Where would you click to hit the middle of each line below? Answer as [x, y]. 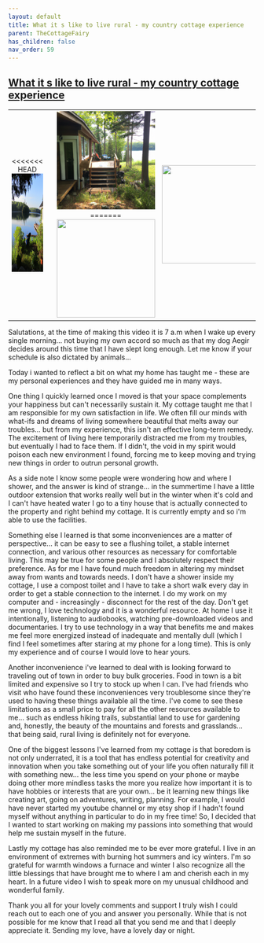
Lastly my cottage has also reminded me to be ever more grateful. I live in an [132, 849]
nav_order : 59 [31, 50]
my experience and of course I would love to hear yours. [99, 652]
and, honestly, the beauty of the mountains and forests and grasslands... [126, 726]
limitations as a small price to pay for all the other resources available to [124, 709]
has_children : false [42, 42]
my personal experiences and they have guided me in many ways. [115, 381]
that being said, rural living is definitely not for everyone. [99, 735]
